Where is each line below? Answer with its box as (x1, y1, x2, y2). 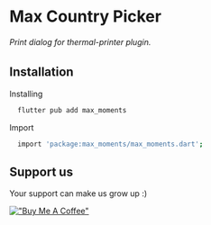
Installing (9, 88, 43, 99)
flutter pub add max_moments (17, 105, 127, 114)
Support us (9, 164, 74, 179)
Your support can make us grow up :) (9, 188, 148, 199)
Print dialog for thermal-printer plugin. (9, 36, 151, 47)
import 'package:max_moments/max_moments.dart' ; (17, 139, 204, 148)
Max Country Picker (9, 6, 162, 27)
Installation (9, 65, 74, 80)
